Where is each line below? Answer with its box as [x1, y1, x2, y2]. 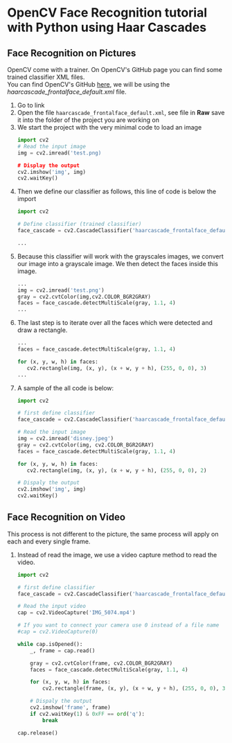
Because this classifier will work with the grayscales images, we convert [17, 252, 224, 261]
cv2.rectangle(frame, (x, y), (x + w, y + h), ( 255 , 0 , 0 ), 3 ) [42, 685, 229, 692]
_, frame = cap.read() [30, 647, 96, 654]
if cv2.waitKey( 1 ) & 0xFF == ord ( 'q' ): [30, 710, 145, 717]
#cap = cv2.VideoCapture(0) [17, 629, 98, 636]
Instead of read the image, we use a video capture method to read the [17, 550, 217, 559]
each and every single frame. [7, 537, 91, 545]
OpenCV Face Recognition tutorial [7, 5, 208, 21]
